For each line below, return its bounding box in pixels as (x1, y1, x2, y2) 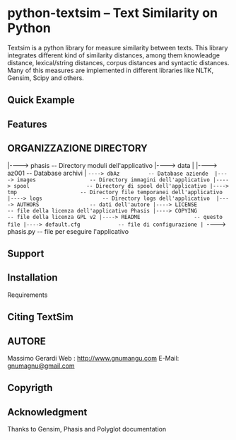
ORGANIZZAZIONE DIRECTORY (7, 142, 148, 154)
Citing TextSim (7, 311, 74, 323)
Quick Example (7, 94, 76, 106)
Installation (7, 271, 58, 284)
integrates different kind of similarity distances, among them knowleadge (7, 51, 220, 60)
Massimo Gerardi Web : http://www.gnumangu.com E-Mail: (7, 354, 179, 362)
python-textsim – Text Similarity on (7, 5, 218, 21)
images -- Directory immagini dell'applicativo (16, 176, 211, 184)
